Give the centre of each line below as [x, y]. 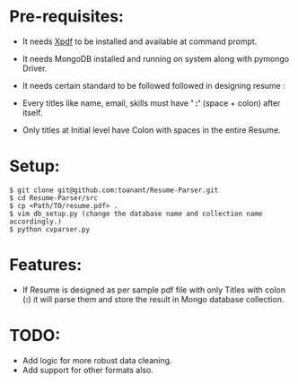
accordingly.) [36, 222]
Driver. [35, 68]
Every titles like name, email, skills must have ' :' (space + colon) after [151, 103]
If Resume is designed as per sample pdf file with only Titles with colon [154, 290]
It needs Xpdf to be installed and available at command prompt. [140, 41]
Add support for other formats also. [88, 370]
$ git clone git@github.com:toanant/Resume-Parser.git [114, 190]
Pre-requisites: [66, 17]
